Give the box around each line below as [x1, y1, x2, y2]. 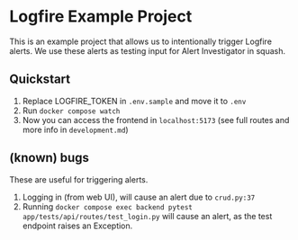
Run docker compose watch [22, 105, 121, 116]
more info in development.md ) [22, 124, 129, 135]
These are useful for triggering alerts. [9, 173, 149, 185]
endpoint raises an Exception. [22, 220, 133, 231]
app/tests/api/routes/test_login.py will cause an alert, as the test [22, 210, 273, 221]
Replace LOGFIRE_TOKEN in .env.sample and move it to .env [22, 95, 247, 106]
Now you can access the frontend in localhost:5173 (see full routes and [22, 114, 290, 125]
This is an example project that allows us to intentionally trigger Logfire [9, 36, 273, 47]
